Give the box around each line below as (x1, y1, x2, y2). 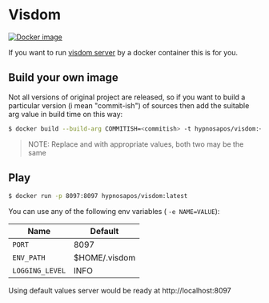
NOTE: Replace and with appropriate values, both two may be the (27, 139, 244, 149)
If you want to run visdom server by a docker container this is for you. (8, 47, 239, 57)
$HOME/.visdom (73, 252, 136, 264)
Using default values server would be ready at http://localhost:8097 (8, 286, 232, 296)
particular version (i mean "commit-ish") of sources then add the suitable (8, 100, 250, 110)
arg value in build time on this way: (8, 109, 123, 119)
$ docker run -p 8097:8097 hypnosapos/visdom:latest (8, 192, 188, 200)
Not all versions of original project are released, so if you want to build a (8, 92, 246, 102)
